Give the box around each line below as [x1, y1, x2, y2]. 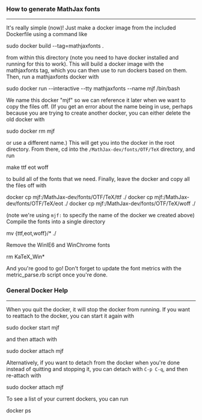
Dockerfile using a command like [6, 31, 88, 38]
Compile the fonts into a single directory [6, 218, 106, 225]
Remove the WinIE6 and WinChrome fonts [6, 241, 110, 249]
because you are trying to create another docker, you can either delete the [6, 109, 191, 116]
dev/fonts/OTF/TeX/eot [6, 200, 63, 207]
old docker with [6, 116, 45, 123]
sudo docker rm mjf [6, 127, 55, 135]
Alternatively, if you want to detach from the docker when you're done [6, 358, 180, 366]
